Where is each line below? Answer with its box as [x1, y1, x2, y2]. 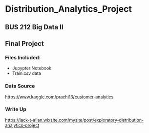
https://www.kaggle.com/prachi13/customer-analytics [5, 94, 114, 100]
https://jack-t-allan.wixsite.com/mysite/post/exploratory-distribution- [5, 117, 144, 123]
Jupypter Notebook [12, 65, 52, 71]
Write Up [5, 106, 27, 113]
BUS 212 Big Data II [5, 23, 64, 31]
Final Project [5, 39, 44, 47]
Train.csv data [12, 70, 42, 76]
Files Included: [5, 54, 41, 61]
